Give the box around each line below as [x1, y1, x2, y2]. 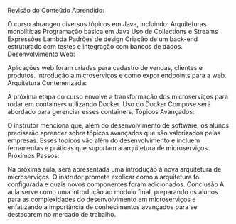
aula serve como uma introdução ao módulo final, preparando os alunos [7, 188, 218, 196]
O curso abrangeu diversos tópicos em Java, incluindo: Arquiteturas [7, 20, 207, 28]
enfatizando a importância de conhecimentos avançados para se [7, 203, 198, 211]
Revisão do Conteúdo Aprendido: [7, 6, 104, 14]
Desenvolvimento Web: [7, 50, 75, 58]
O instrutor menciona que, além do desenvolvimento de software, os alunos [7, 121, 230, 130]
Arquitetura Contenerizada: [7, 79, 87, 87]
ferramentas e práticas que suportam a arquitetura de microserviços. [7, 144, 210, 152]
